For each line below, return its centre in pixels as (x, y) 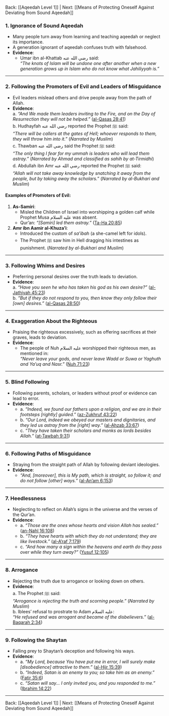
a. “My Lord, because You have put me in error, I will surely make (88, 662)
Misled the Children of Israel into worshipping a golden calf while (87, 212)
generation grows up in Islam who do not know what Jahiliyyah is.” (90, 69)
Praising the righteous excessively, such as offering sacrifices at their (84, 332)
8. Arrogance (22, 570)
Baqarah (21, 622)
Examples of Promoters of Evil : (38, 196)
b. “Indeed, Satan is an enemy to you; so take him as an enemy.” (87, 672)
